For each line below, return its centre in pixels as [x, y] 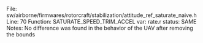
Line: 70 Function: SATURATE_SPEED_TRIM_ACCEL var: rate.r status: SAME [101, 21]
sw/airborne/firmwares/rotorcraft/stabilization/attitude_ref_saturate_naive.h [102, 15]
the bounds [21, 35]
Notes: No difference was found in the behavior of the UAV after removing [100, 28]
